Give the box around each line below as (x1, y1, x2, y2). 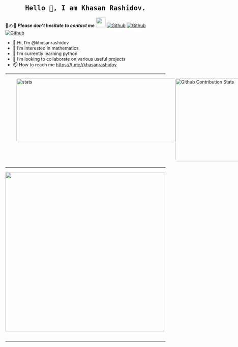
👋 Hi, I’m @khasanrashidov (12, 39, 69, 45)
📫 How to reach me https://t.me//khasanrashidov (12, 61, 117, 68)
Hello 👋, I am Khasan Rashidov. (25, 4, 146, 12)
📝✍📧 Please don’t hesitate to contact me (5, 22, 95, 29)
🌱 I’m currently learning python (12, 50, 78, 57)
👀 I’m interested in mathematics (12, 45, 79, 51)
